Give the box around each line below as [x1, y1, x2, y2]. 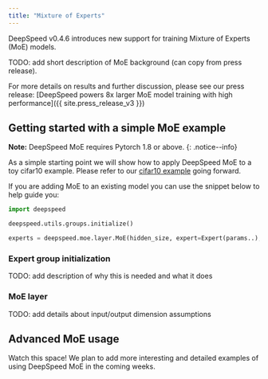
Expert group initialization [8, 252, 111, 264]
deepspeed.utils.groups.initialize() [8, 220, 134, 228]
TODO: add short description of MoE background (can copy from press [8, 57, 242, 67]
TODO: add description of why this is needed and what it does [8, 272, 213, 281]
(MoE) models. [8, 41, 57, 52]
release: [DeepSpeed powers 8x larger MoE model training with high [8, 89, 233, 100]
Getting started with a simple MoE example [8, 121, 227, 135]
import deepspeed [8, 205, 66, 213]
